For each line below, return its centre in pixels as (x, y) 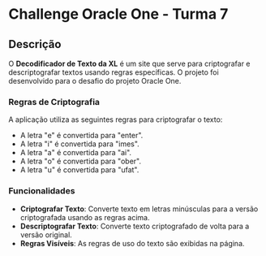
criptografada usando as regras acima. (85, 217)
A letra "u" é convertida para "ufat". (79, 170)
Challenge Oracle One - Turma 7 (118, 14)
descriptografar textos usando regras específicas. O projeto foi (114, 72)
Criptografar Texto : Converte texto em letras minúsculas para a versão (139, 209)
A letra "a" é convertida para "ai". (76, 153)
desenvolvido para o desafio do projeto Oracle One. (95, 81)
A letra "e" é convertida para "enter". (82, 136)
